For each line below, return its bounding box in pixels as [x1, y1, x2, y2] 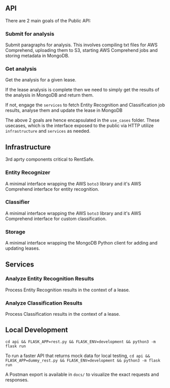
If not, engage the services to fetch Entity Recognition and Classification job [5, 102, 165, 108]
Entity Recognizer [5, 169, 50, 176]
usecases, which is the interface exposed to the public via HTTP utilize [5, 123, 154, 129]
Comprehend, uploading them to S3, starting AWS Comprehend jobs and [5, 47, 158, 53]
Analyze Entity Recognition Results [5, 275, 94, 282]
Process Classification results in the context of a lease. [5, 311, 121, 317]
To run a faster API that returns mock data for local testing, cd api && [5, 352, 150, 359]
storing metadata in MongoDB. [5, 53, 70, 59]
